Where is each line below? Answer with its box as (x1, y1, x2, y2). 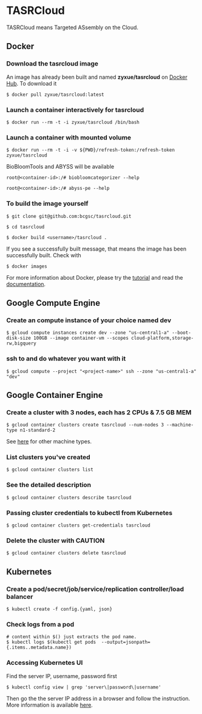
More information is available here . (6, 701, 93, 709)
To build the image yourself (6, 200, 89, 208)
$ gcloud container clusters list (6, 466, 94, 473)
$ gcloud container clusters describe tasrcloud (6, 494, 132, 500)
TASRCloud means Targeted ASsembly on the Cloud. (6, 24, 138, 31)
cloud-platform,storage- (131, 335, 194, 342)
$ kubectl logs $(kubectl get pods (6, 639, 96, 645)
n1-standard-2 (19, 427, 56, 434)
